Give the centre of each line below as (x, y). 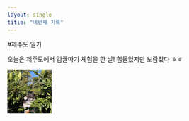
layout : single (30, 15)
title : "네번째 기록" (35, 22)
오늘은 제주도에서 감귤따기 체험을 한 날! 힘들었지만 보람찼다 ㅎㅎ (95, 59)
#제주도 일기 (25, 44)
